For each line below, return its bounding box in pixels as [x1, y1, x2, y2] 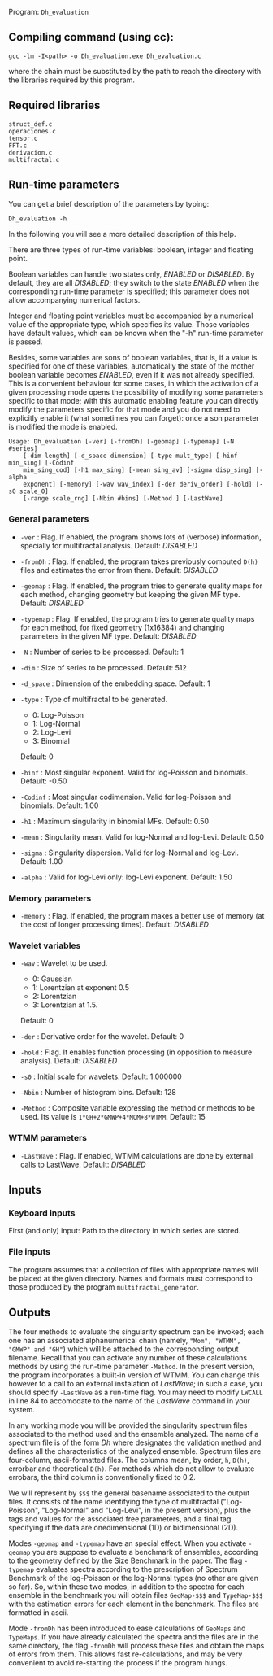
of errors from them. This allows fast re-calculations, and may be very [8, 1649, 243, 1659]
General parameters [8, 513, 89, 525]
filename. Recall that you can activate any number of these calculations [8, 1353, 248, 1363]
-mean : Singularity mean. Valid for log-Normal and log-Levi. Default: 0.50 [19, 831, 265, 841]
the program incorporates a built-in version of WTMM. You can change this [8, 1370, 260, 1380]
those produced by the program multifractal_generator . [8, 1281, 199, 1292]
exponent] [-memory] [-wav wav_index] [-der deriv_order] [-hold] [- [23, 480, 264, 489]
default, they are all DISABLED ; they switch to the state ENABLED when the [8, 278, 260, 288]
